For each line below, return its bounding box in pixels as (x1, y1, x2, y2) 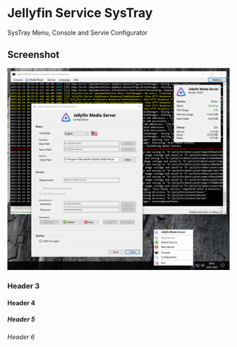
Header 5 (7, 314, 35, 323)
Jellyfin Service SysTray (7, 5, 153, 21)
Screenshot (7, 49, 60, 61)
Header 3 (7, 281, 40, 291)
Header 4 (7, 299, 35, 307)
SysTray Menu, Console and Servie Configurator (7, 28, 148, 37)
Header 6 (7, 332, 35, 341)
